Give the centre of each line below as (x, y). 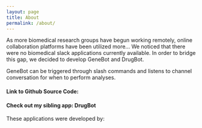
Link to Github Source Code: (42, 91)
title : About (23, 18)
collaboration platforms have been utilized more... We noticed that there (96, 46)
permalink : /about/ (31, 23)
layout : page (23, 12)
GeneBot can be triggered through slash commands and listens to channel (99, 71)
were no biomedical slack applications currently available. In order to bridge (101, 53)
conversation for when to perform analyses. (61, 78)
